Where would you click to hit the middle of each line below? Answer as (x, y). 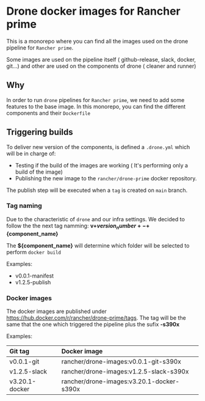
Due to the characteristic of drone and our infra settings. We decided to (95, 219)
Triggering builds (40, 132)
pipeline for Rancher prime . (40, 48)
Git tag (19, 351)
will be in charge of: (31, 153)
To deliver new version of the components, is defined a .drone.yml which (98, 147)
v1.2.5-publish (33, 282)
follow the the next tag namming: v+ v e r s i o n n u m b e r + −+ (78, 226)
